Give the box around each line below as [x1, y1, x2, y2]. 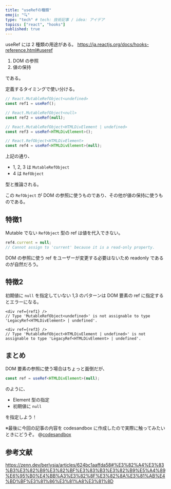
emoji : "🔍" [5, 12, 30, 17]
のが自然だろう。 [5, 261, 41, 267]
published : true [5, 27, 40, 32]
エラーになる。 [9, 298, 42, 305]
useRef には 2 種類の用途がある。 [5, 42, 77, 48]
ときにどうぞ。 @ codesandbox [5, 431, 71, 438]
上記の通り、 [5, 153, 32, 159]
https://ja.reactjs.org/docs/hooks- [77, 42, 149, 48]
